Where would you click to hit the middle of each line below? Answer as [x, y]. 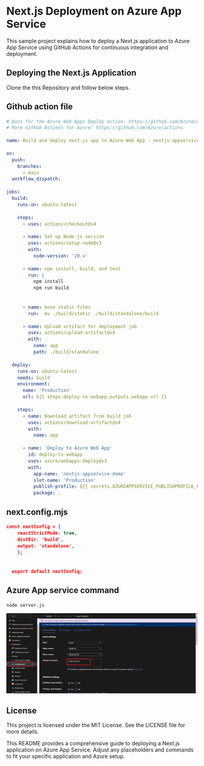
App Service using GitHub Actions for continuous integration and [87, 47]
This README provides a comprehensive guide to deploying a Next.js [93, 744]
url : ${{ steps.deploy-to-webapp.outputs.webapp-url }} [94, 397]
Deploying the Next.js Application [71, 73]
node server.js [25, 605]
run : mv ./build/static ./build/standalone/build [93, 313]
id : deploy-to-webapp [56, 455]
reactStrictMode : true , [47, 533]
